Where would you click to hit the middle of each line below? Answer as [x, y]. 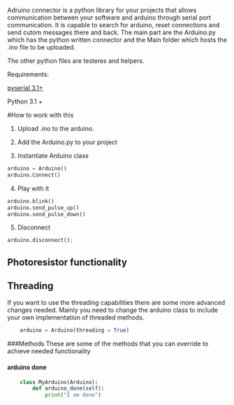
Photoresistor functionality [67, 262]
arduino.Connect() [34, 175]
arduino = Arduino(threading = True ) [75, 331]
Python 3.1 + [25, 101]
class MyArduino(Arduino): [59, 382]
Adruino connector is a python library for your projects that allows [102, 10]
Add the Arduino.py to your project [67, 142]
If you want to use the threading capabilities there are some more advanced [116, 303]
